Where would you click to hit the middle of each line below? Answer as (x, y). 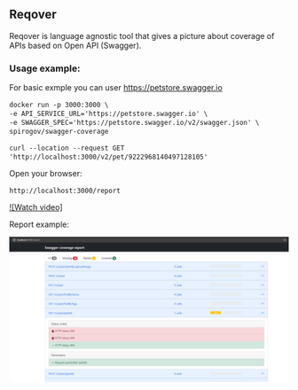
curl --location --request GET (67, 148)
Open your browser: (46, 174)
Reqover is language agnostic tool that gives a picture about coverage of (142, 35)
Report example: (39, 224)
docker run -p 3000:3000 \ (59, 105)
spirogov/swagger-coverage (59, 132)
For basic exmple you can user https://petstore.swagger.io (116, 88)
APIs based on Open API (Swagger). (75, 45)
